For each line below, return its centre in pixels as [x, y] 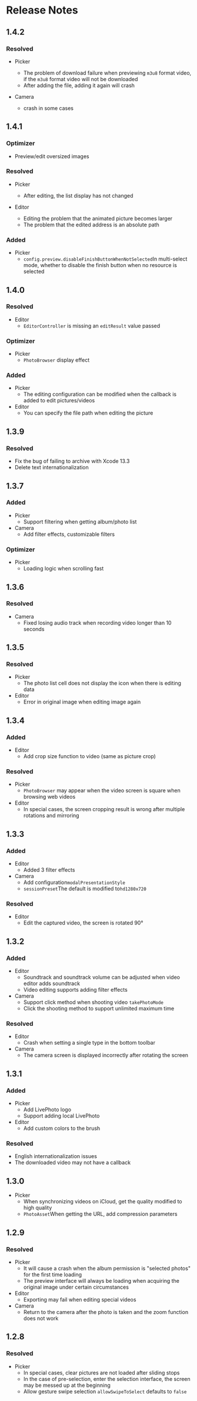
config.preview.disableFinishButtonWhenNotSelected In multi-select [105, 259]
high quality [38, 1208]
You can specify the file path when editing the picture [88, 413]
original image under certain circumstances [76, 1287]
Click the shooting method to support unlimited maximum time [99, 1009]
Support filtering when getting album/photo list [80, 522]
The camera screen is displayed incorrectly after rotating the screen [106, 1055]
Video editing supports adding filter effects [75, 990]
